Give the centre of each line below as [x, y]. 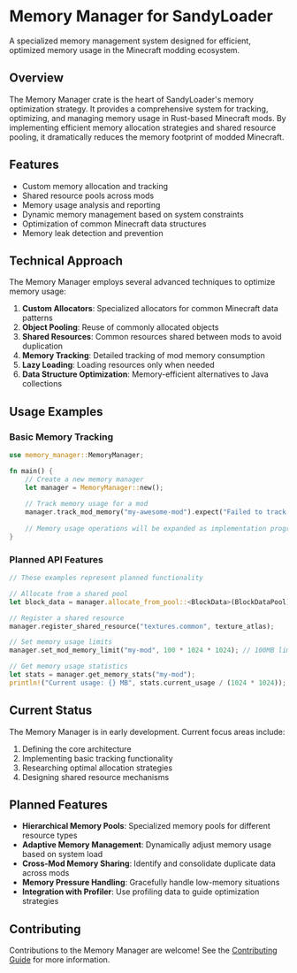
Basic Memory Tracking [61, 437]
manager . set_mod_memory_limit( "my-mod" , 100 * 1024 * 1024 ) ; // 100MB [142, 651]
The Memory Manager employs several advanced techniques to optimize [142, 282]
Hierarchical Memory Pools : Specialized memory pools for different [146, 826]
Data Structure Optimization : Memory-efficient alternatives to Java [145, 374]
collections [42, 384]
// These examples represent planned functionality [106, 578]
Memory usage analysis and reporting [91, 204]
